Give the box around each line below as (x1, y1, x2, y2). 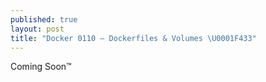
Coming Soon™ (10, 61, 72, 73)
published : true (10, 14, 78, 25)
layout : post (10, 24, 65, 34)
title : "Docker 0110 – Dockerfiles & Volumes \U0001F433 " (10, 33, 257, 43)
